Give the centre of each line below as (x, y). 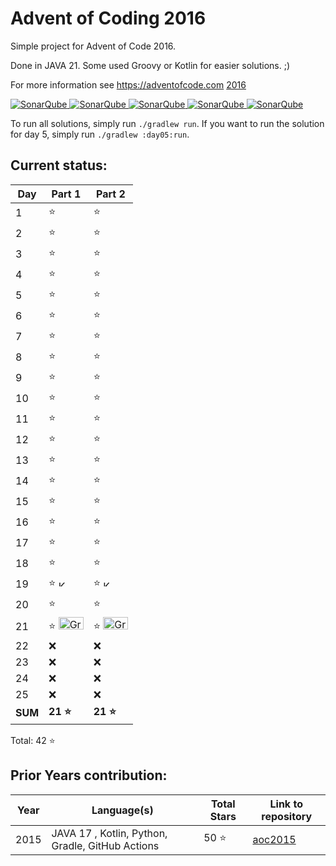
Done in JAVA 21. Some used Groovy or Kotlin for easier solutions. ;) (150, 65)
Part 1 (66, 194)
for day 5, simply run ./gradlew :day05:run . (100, 134)
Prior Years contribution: (89, 775)
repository (287, 816)
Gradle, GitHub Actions (105, 845)
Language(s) (122, 810)
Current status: (59, 165)
